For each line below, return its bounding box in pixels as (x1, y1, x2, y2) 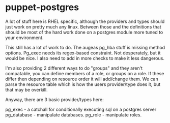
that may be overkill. (5, 86, 48, 93)
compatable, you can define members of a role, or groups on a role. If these (5, 70, 164, 76)
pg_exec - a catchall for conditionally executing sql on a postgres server (5, 106, 157, 112)
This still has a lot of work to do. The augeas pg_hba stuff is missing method (5, 44, 165, 50)
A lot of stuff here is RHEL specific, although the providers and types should (5, 18, 165, 24)
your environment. (5, 35, 44, 41)
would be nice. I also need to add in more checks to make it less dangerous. (5, 55, 164, 61)
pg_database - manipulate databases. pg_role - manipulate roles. (5, 111, 141, 118)
